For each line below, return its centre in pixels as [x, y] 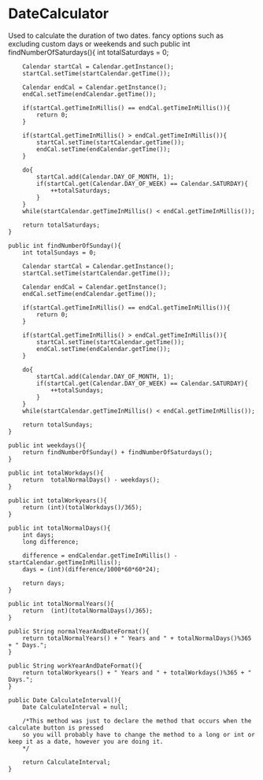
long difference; [51, 542]
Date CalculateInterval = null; [75, 707]
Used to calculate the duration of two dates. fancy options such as [116, 35]
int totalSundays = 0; [59, 253]
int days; [39, 535]
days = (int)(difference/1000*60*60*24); [91, 569]
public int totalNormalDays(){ [59, 528]
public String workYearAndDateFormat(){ [76, 666]
